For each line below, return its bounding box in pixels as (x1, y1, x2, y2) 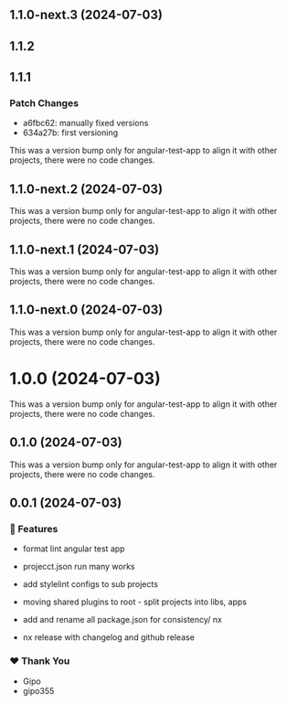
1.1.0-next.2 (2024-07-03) (9, 181, 163, 197)
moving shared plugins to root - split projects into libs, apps (22, 596, 247, 607)
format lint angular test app (22, 543, 125, 554)
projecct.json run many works (22, 561, 135, 572)
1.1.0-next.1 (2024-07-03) (9, 241, 160, 257)
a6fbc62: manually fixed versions (22, 118, 149, 129)
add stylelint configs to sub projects (22, 579, 158, 590)
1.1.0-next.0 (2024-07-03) (9, 302, 164, 318)
